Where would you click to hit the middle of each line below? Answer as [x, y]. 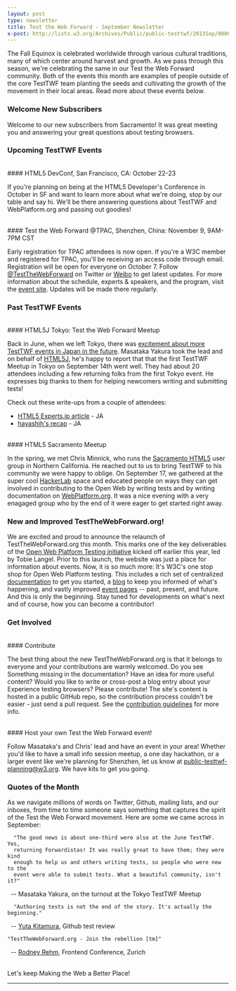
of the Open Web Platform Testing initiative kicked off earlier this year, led [114, 552]
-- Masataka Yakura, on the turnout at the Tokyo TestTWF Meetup [106, 894]
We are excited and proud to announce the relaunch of [86, 537]
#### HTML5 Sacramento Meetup [57, 445]
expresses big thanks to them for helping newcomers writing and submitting [117, 381]
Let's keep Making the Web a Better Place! [69, 973]
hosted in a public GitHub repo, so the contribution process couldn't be [110, 696]
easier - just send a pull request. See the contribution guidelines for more [113, 704]
